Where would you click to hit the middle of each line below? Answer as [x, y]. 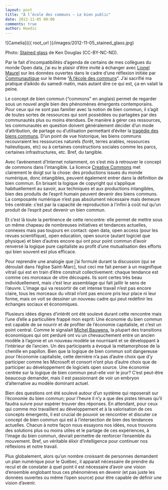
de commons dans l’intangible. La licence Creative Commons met [73, 167]
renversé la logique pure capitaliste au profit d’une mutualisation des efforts [83, 246]
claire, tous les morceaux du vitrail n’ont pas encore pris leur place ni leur [81, 293]
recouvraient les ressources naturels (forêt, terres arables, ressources [77, 142]
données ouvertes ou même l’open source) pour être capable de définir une [83, 477]
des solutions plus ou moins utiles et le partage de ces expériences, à [77, 431]
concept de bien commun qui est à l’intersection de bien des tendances [79, 420]
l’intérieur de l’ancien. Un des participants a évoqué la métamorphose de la [82, 346]
